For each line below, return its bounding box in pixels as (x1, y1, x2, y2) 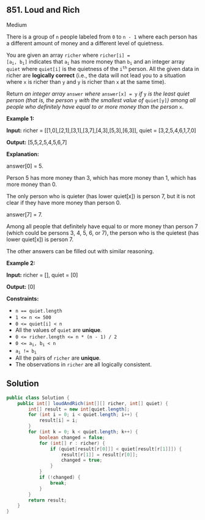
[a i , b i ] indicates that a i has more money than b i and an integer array (6, 58, 185, 66)
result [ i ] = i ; (39, 417, 78, 424)
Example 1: (6, 115, 35, 122)
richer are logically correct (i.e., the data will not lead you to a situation (6, 72, 186, 79)
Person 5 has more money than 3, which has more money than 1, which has (6, 174, 197, 182)
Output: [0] (6, 283, 35, 291)
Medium (6, 21, 28, 28)
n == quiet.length (15, 308, 62, 314)
